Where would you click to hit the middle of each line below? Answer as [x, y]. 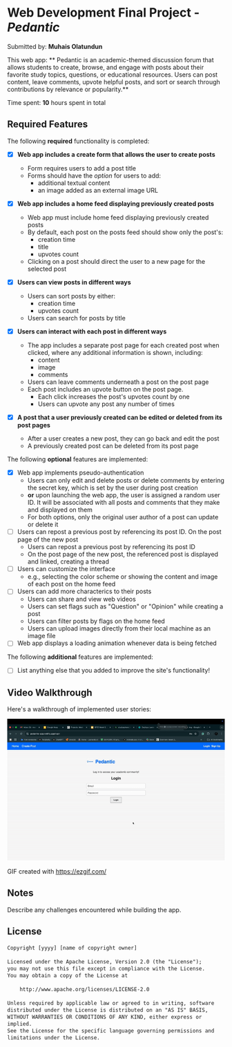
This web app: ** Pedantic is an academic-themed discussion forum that [110, 59]
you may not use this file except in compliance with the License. [106, 969]
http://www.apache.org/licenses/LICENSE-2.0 [85, 990]
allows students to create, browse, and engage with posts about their [106, 67]
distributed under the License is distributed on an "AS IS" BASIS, [108, 1010]
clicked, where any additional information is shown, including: [115, 353]
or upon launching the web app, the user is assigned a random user [124, 495]
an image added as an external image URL [98, 190]
